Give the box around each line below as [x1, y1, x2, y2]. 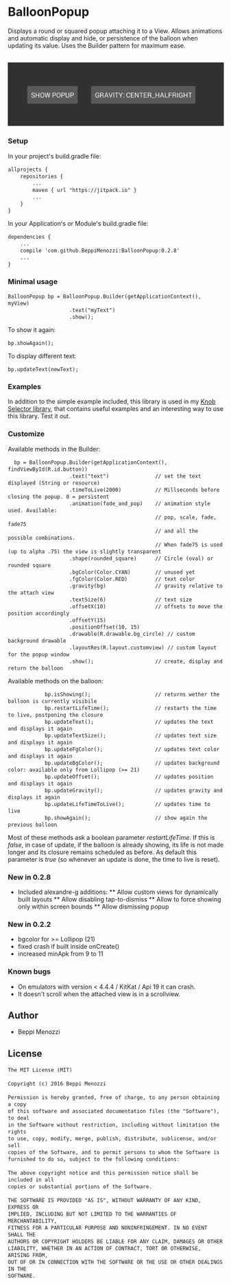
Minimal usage [8, 276, 58, 286]
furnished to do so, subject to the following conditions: [8, 1156, 180, 1163]
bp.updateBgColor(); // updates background [44, 759, 220, 766]
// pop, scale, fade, [154, 514, 217, 521]
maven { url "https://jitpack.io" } [32, 187, 137, 193]
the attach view [8, 589, 54, 596]
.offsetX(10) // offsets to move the [69, 603, 223, 610]
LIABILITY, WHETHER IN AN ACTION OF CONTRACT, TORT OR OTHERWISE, [8, 1245, 202, 1252]
